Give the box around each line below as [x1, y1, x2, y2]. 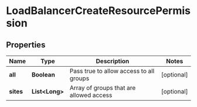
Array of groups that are [69, 84, 136, 92]
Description [96, 57, 130, 65]
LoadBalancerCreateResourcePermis [6, 4, 191, 18]
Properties [6, 40, 46, 50]
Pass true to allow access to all [69, 67, 155, 75]
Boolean [31, 71, 56, 78]
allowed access [69, 91, 113, 99]
